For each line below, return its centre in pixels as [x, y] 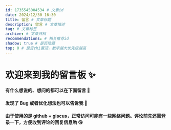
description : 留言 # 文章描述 [35, 24]
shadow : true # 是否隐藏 [30, 44]
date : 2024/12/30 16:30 [31, 15]
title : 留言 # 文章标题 [28, 19]
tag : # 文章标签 [21, 29]
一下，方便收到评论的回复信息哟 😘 [46, 122]
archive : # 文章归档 [26, 34]
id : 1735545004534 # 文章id [35, 10]
